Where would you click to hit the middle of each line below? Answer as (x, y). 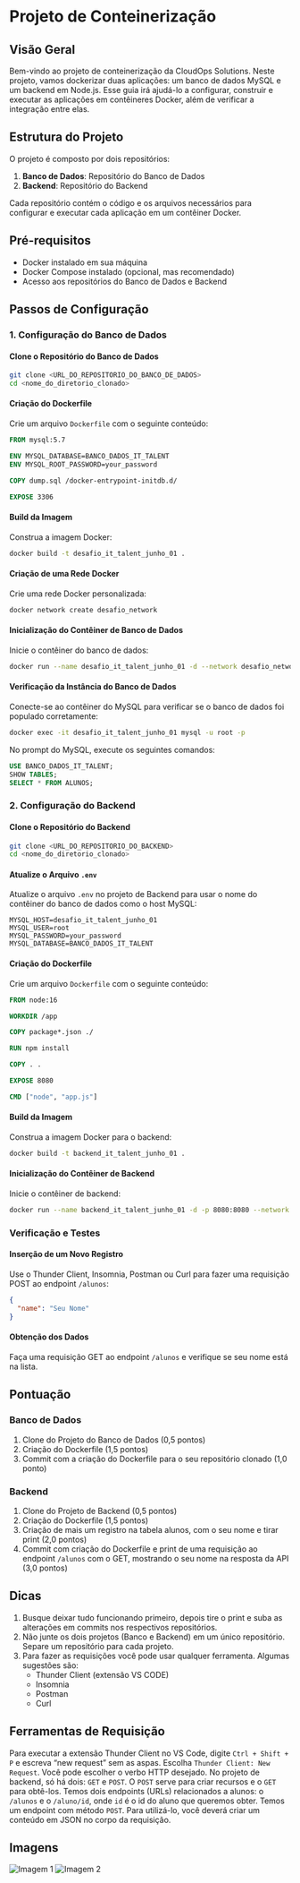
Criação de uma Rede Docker (64, 574)
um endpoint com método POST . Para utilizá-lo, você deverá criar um (135, 1810)
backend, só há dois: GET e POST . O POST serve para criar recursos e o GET (143, 1781)
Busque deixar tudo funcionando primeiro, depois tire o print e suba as (152, 1617)
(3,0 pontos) (45, 1568)
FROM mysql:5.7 (37, 441)
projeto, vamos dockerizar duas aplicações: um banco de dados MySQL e (145, 81)
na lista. (24, 1366)
